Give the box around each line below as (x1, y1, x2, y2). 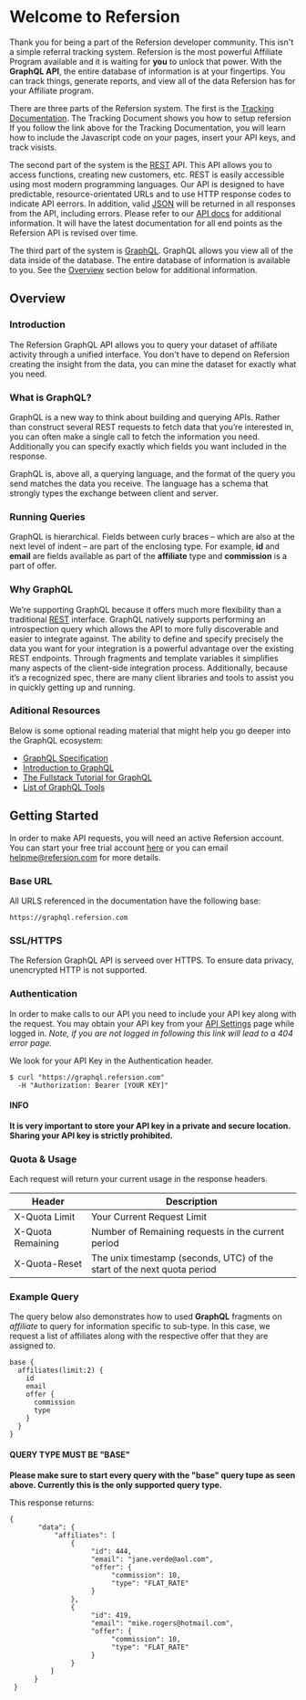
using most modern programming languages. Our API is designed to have (9, 178, 285, 189)
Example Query (9, 1290, 79, 1303)
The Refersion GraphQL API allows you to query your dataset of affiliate (9, 339, 278, 350)
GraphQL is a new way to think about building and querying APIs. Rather (9, 411, 280, 422)
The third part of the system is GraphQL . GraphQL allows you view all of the (9, 245, 293, 256)
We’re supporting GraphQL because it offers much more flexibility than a (9, 604, 282, 615)
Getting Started (9, 808, 99, 824)
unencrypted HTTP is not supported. (9, 965, 148, 976)
